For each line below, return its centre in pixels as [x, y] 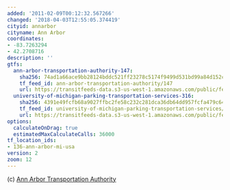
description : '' [30, 58]
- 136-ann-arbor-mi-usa [41, 147]
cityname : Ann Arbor [37, 32]
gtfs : [15, 64]
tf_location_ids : [32, 141]
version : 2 [23, 153]
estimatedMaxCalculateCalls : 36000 [64, 134]
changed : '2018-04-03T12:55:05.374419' [64, 20]
